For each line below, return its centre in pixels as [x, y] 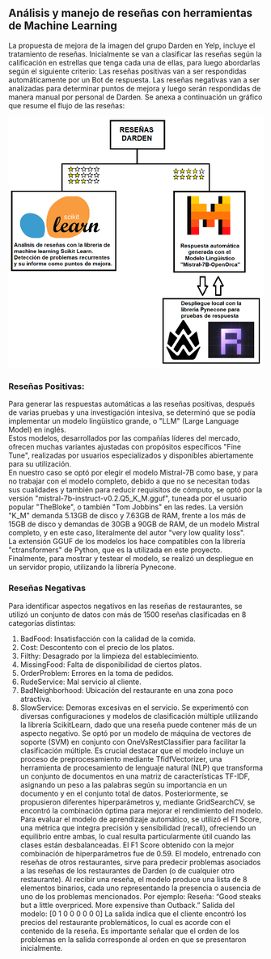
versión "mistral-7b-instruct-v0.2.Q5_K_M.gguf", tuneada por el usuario [128, 499]
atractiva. [36, 699]
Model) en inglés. [37, 430]
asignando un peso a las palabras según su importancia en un [123, 784]
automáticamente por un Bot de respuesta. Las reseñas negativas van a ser [134, 79]
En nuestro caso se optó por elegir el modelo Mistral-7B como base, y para [133, 473]
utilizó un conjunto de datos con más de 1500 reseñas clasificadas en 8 [127, 615]
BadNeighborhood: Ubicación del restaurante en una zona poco [127, 690]
